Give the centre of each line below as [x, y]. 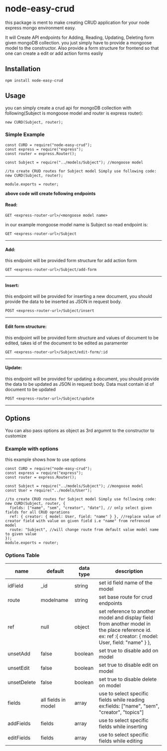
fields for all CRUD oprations [38, 512]
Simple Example [25, 135]
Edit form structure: [26, 326]
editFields [19, 738]
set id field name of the [125, 583]
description [129, 571]
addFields [19, 724]
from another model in [125, 624]
